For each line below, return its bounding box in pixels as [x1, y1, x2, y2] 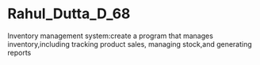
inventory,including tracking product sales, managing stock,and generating [7, 39, 253, 48]
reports [7, 48, 32, 57]
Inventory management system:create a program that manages [7, 31, 213, 40]
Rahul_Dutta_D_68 [7, 5, 131, 23]
